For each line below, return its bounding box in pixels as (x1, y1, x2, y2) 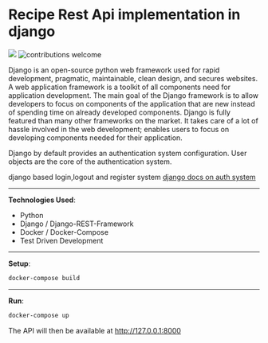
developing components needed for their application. (8, 133, 183, 142)
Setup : (8, 259, 31, 268)
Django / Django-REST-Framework (19, 219, 134, 228)
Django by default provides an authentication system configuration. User (8, 148, 247, 158)
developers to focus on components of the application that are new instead (8, 99, 255, 108)
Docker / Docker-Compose (19, 227, 109, 236)
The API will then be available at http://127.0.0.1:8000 (8, 325, 182, 335)
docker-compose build (8, 274, 81, 282)
